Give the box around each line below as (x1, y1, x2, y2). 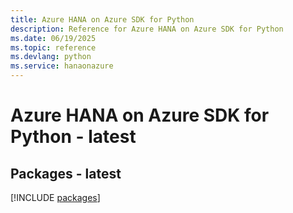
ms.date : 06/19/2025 (10, 33, 97, 43)
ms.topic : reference (10, 42, 97, 53)
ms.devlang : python (10, 52, 92, 62)
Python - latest (10, 126, 137, 148)
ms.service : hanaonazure (10, 61, 114, 71)
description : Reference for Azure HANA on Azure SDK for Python (10, 24, 284, 34)
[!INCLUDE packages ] (10, 192, 101, 203)
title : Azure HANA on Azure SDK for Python (10, 14, 195, 25)
